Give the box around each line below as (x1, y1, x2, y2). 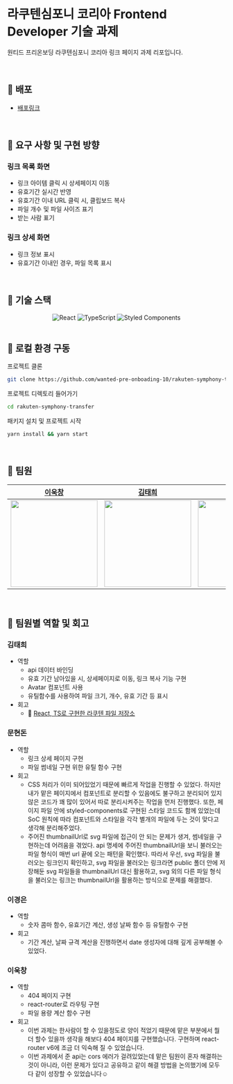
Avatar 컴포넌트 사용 (27, 683, 83, 691)
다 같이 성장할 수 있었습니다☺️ (27, 1069, 109, 1078)
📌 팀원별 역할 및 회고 (7, 618, 89, 630)
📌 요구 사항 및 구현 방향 (7, 140, 100, 151)
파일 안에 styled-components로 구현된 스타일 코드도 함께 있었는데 (40, 806, 221, 814)
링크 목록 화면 (7, 162, 51, 172)
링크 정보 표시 (17, 249, 55, 258)
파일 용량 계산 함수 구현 (27, 1009, 92, 1017)
